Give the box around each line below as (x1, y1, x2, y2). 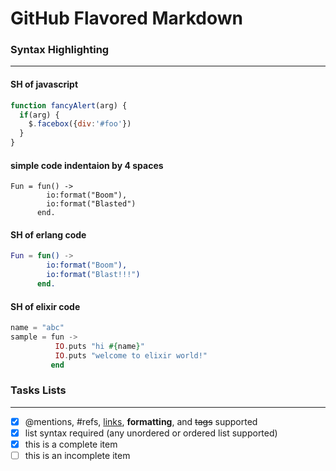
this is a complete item (24, 438, 118, 450)
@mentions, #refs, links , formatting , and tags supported (24, 415, 258, 427)
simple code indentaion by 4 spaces (10, 159, 164, 171)
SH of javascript (10, 78, 79, 91)
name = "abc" (10, 323, 65, 333)
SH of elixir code (10, 300, 81, 312)
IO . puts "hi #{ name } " (54, 341, 145, 351)
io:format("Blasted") (46, 199, 137, 209)
